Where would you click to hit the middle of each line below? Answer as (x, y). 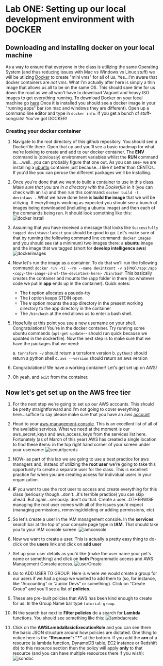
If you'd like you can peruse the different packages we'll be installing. (82, 173)
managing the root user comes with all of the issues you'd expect (78, 505)
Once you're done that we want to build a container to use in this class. (83, 182)
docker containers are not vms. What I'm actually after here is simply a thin (80, 82)
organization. (26, 480)
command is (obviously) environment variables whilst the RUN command (85, 157)
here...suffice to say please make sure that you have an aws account (81, 415)
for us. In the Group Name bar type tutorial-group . (64, 603)
